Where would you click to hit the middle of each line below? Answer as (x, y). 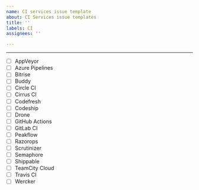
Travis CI (25, 175)
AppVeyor (27, 61)
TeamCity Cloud (34, 168)
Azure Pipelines (34, 68)
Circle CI (25, 88)
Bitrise (23, 75)
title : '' (18, 22)
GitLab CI (26, 128)
